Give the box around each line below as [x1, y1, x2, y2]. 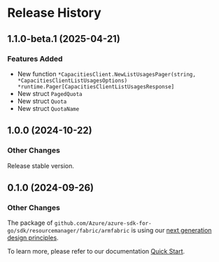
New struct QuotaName [17, 104, 80, 113]
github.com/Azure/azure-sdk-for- [54, 220, 152, 227]
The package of [7, 219, 53, 227]
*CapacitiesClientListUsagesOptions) [17, 77, 128, 84]
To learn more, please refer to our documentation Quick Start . [7, 247, 185, 256]
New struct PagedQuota [17, 89, 83, 97]
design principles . [7, 233, 59, 242]
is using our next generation [131, 226, 212, 235]
